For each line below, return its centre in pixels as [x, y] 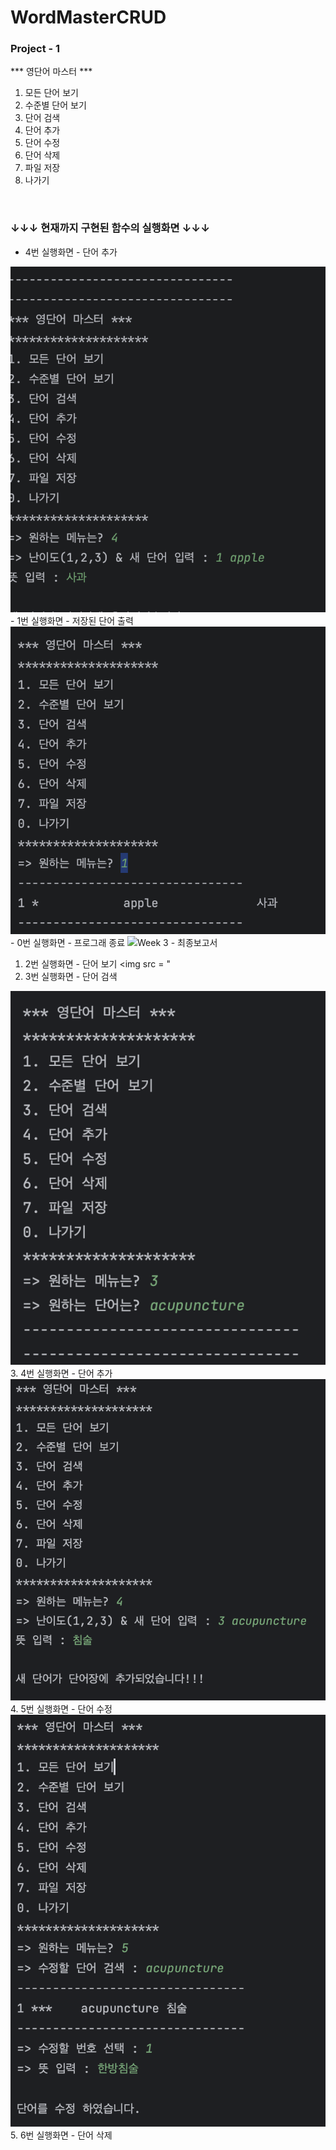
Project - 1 [35, 49]
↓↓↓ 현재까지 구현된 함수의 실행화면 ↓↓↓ [110, 228]
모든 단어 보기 [51, 93]
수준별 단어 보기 [55, 105]
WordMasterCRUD [88, 17]
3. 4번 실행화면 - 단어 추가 [61, 1373]
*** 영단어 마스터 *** [51, 72]
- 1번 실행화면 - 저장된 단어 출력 [72, 620]
